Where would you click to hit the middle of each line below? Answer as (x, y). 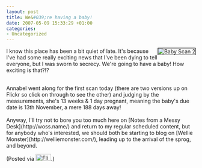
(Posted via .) (31, 159)
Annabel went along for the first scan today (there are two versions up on (97, 88)
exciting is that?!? (28, 70)
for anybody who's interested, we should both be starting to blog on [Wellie (100, 133)
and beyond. (22, 146)
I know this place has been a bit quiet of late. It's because (78, 51)
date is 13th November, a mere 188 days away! (64, 107)
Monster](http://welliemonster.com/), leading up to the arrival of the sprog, (99, 139)
